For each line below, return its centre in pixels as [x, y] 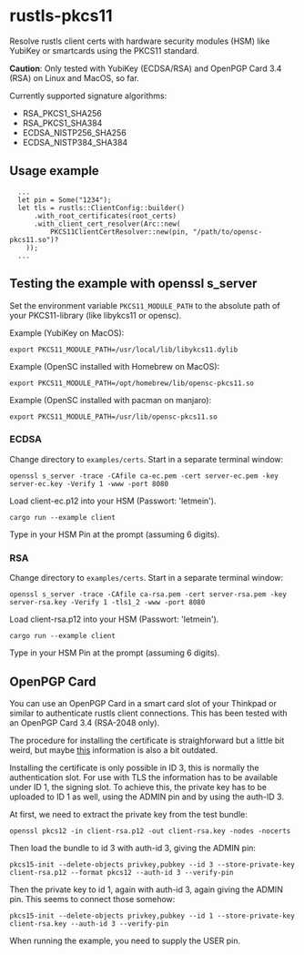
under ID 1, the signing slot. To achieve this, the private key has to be [138, 787]
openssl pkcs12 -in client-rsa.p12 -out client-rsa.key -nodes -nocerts [150, 831]
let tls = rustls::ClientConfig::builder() [101, 208]
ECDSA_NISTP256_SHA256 [75, 132]
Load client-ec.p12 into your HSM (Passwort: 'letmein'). [113, 501]
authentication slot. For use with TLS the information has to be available [144, 777]
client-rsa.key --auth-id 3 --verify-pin [89, 924]
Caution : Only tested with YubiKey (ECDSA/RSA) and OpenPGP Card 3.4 [146, 68]
